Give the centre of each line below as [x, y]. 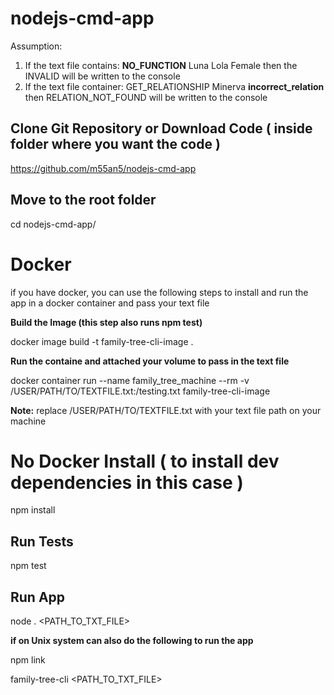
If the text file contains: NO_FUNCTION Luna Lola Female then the [161, 65]
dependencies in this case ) [127, 482]
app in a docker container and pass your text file [110, 303]
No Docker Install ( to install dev [145, 461]
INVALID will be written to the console [102, 76]
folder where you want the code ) [115, 144]
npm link [28, 660]
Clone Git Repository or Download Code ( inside [161, 128]
